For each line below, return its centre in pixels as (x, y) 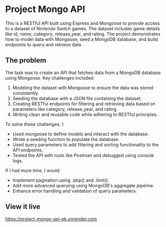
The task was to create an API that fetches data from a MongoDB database (83, 72)
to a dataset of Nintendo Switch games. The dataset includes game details (82, 28)
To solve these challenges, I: (35, 124)
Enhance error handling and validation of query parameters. (75, 191)
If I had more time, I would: (33, 170)
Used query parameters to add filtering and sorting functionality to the (86, 144)
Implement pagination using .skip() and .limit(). (61, 180)
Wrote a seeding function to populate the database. (66, 139)
